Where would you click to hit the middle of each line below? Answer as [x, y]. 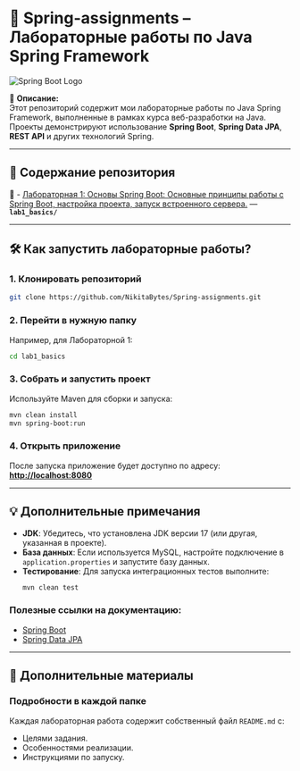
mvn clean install [43, 415]
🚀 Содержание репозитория [92, 173]
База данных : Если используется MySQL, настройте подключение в [153, 552]
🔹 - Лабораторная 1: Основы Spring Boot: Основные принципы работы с [146, 194]
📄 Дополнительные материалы [101, 676]
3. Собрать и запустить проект [80, 379]
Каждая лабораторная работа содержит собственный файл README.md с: [147, 721]
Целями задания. [55, 738]
